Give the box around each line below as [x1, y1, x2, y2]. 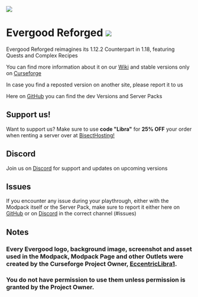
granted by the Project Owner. [6, 283, 95, 291]
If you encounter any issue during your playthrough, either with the [6, 198, 170, 205]
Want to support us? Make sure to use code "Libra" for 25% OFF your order [6, 125, 192, 133]
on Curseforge [6, 69, 41, 76]
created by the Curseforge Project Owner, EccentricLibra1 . [6, 260, 177, 268]
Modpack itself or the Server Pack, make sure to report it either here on [6, 204, 180, 211]
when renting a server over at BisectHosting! [6, 131, 115, 138]
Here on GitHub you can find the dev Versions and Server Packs [6, 92, 163, 99]
